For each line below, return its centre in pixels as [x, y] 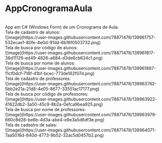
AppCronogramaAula [49, 8]
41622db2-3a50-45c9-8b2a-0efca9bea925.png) [54, 104]
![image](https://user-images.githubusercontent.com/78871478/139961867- [81, 68]
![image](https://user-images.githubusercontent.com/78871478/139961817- [80, 53]
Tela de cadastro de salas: [31, 125]
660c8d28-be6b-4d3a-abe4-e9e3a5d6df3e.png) [55, 120]
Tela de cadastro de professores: [38, 79]
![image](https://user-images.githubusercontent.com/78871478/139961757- [80, 37]
